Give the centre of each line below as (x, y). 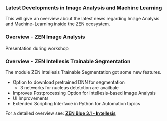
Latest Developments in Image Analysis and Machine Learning (84, 8)
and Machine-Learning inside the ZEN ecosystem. (58, 24)
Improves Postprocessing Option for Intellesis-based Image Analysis (84, 93)
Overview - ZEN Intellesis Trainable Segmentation (68, 61)
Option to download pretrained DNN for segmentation (69, 82)
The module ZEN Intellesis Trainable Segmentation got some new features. (83, 72)
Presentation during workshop (37, 48)
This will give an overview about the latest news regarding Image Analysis (82, 19)
